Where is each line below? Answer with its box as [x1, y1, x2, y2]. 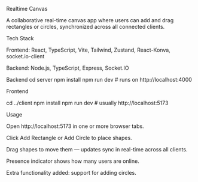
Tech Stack [6, 35, 34, 41]
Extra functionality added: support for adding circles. [6, 169, 136, 176]
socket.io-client [6, 53, 45, 59]
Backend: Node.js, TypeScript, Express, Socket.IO [6, 64, 130, 71]
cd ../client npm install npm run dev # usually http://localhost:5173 [6, 99, 169, 106]
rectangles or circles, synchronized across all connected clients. [6, 23, 165, 30]
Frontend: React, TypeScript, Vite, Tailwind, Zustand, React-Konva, [6, 46, 170, 53]
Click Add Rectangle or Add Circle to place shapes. [6, 135, 133, 141]
